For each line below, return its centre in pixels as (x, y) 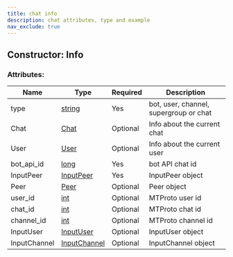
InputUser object (176, 232)
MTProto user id (175, 198)
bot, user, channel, (179, 104)
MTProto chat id (175, 209)
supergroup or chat (180, 113)
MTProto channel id (181, 221)
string (71, 108)
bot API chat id (173, 164)
